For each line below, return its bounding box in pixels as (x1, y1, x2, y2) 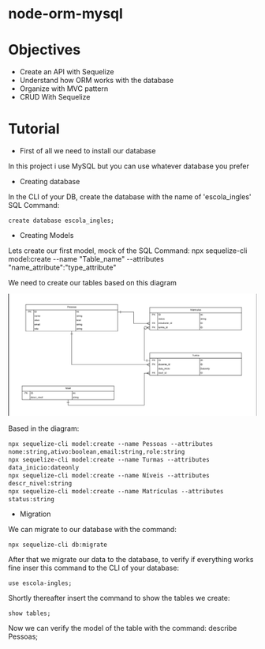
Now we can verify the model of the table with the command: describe (8, 623, 237, 632)
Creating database (19, 177, 80, 187)
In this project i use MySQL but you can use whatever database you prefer (8, 161, 250, 171)
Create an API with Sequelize (19, 67, 114, 77)
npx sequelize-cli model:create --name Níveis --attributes (8, 471, 211, 479)
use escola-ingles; (8, 579, 73, 587)
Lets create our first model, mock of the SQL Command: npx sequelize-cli (8, 246, 248, 255)
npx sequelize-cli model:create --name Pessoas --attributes (8, 440, 214, 447)
